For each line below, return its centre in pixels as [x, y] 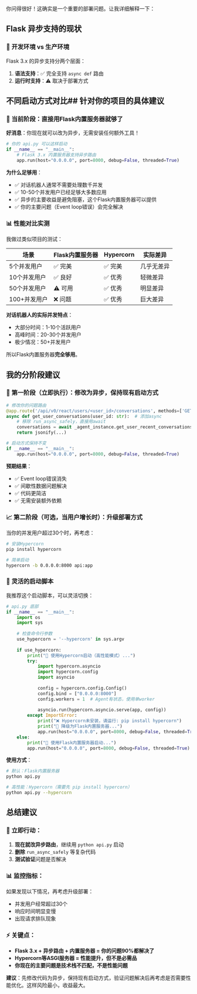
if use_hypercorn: [39, 650]
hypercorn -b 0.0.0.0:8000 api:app [50, 565]
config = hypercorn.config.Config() [82, 688]
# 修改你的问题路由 [26, 405]
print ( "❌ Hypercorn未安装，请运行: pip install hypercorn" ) [109, 721]
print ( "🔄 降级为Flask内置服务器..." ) [80, 726]
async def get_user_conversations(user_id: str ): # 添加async [84, 416]
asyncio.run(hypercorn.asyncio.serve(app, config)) [102, 710]
